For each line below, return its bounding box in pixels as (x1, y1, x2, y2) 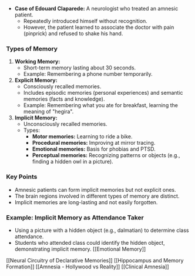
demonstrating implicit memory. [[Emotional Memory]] (14, 245, 146, 252)
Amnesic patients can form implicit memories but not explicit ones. (14, 186, 176, 193)
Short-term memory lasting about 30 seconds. (23, 64, 136, 71)
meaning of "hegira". (23, 108, 74, 115)
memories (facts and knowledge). (23, 95, 105, 102)
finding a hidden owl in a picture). (32, 158, 113, 165)
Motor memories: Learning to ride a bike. (32, 133, 133, 140)
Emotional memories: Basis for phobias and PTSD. (32, 145, 156, 152)
